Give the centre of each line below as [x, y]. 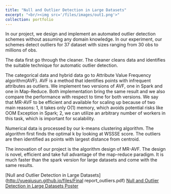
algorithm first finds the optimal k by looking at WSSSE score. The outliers [83, 134]
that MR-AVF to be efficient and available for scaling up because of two [80, 102]
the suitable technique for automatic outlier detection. [62, 65]
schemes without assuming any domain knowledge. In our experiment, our [84, 39]
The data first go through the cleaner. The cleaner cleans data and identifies [86, 60]
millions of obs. [21, 50]
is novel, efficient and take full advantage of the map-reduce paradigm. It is [84, 155]
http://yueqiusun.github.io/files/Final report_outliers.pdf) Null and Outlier [83, 181]
